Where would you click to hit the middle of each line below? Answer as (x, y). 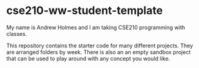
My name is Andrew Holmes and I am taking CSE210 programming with (96, 27)
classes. (17, 33)
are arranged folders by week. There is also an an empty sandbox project (99, 52)
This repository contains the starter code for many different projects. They (100, 46)
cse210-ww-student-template (85, 11)
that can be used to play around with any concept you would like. (88, 58)
